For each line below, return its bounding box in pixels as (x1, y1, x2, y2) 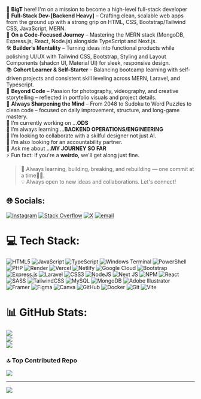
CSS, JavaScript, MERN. (6, 25, 66, 32)
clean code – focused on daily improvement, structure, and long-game (6, 107, 180, 113)
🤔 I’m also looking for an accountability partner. (6, 139, 123, 145)
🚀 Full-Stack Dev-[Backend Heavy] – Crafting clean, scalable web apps (6, 12, 184, 19)
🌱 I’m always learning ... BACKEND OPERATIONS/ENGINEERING (6, 126, 163, 133)
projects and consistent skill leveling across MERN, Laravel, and (23, 75, 181, 82)
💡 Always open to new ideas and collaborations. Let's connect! (20, 178, 176, 185)
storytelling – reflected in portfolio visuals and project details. (6, 94, 157, 101)
